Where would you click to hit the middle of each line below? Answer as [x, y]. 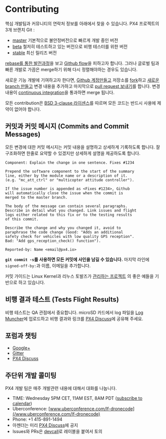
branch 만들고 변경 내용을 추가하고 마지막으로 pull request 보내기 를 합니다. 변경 [83, 86]
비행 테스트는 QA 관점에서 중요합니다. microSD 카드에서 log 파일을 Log [74, 312]
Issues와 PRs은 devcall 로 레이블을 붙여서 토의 [57, 432]
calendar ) [22, 404]
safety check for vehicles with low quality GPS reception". [70, 236]
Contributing [32, 9]
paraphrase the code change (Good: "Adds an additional [64, 232]
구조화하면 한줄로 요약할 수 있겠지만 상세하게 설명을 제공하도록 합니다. [73, 153]
